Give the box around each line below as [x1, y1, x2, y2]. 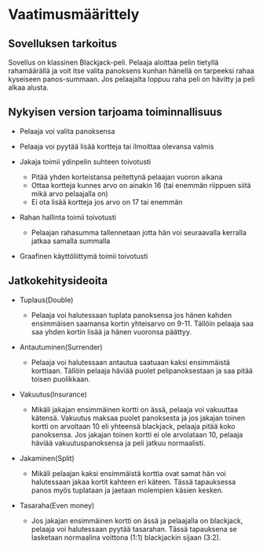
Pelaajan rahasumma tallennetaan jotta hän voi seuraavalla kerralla [31, 227, 247, 237]
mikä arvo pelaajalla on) [31, 189, 108, 198]
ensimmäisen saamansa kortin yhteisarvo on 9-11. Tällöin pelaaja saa [31, 319, 254, 328]
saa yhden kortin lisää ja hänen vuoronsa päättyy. [31, 327, 192, 336]
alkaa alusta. [8, 83, 49, 92]
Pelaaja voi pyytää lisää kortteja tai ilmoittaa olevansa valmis [19, 142, 214, 151]
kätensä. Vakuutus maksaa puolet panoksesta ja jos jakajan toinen [31, 413, 246, 423]
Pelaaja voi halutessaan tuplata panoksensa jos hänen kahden [31, 310, 232, 319]
